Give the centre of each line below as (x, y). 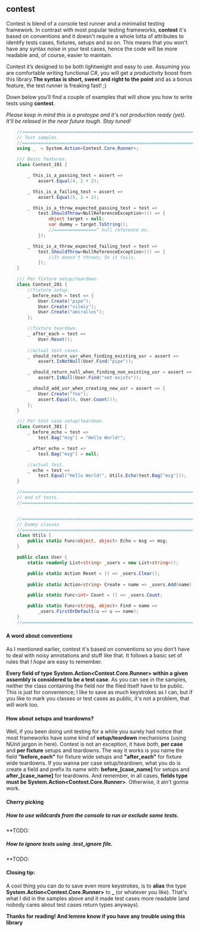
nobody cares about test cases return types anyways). (73, 905)
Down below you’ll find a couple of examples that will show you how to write (99, 97)
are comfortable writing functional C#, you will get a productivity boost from (99, 72)
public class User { (42, 557)
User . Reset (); (55, 339)
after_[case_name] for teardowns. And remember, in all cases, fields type (97, 776)
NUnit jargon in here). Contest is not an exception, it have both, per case (94, 744)
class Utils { (34, 535)
